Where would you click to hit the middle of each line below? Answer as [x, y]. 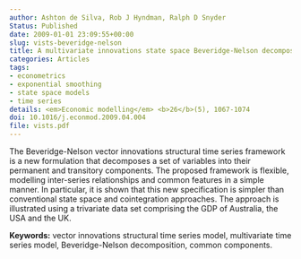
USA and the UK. [40, 218]
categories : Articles [50, 59]
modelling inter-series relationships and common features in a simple [137, 180]
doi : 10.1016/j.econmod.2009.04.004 [77, 117]
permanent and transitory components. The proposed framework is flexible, [149, 170]
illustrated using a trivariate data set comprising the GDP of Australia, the [144, 208]
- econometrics [38, 76]
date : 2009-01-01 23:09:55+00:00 [72, 34]
